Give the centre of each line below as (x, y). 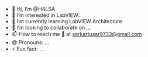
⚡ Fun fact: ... (27, 49)
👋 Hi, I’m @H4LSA (33, 9)
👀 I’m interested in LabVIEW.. (46, 15)
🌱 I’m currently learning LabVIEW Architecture (67, 21)
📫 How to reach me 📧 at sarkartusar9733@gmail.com (77, 34)
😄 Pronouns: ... (30, 42)
